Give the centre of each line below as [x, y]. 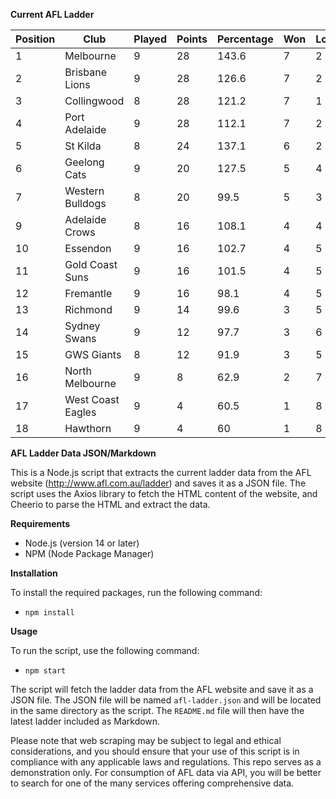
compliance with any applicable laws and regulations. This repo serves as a [166, 762]
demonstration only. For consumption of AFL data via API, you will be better [166, 772]
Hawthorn [88, 428]
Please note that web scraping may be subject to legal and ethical [146, 740]
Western [84, 191]
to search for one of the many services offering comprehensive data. [152, 783]
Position [35, 39]
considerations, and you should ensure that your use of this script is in [155, 751]
